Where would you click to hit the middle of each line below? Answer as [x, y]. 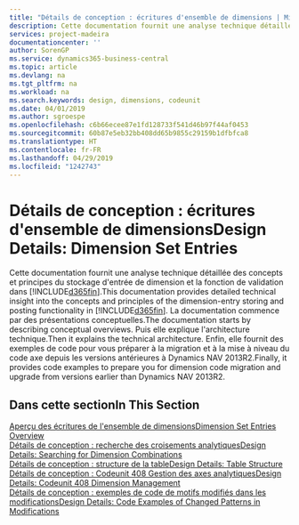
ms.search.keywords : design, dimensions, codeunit [105, 100]
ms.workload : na [39, 92]
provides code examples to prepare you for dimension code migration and [145, 367]
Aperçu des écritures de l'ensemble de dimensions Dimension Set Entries [143, 426]
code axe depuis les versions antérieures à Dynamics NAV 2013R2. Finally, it [148, 358]
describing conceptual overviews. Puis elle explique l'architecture [130, 329]
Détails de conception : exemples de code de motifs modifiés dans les [138, 493]
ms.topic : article [43, 68]
